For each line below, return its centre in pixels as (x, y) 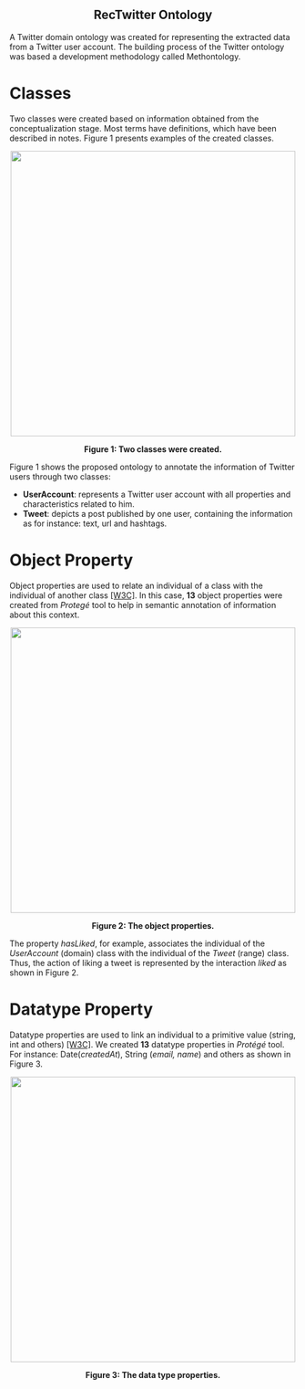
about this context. (45, 615)
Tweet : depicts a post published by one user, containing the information (158, 513)
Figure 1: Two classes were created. (153, 449)
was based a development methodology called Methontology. (125, 56)
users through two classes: (60, 476)
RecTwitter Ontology (153, 15)
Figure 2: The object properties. (153, 925)
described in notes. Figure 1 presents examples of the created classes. (142, 138)
